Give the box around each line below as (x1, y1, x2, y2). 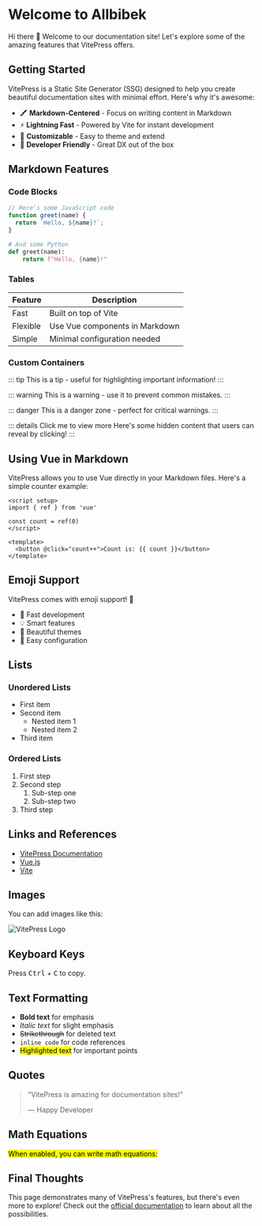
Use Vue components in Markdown (49, 320, 180, 331)
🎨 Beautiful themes (19, 626, 82, 637)
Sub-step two (31, 796, 77, 806)
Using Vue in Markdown (8, 452, 129, 465)
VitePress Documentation (19, 848, 103, 858)
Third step (19, 804, 54, 814)
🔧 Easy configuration (19, 635, 88, 645)
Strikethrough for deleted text (19, 1029, 116, 1039)
